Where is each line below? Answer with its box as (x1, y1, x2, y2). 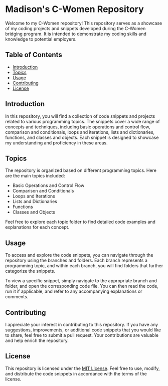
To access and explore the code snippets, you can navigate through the (5, 252, 153, 258)
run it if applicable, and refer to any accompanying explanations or (5, 288, 142, 294)
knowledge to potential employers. (5, 36, 77, 42)
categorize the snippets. (5, 268, 56, 274)
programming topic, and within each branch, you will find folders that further (5, 263, 163, 269)
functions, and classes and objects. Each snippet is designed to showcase (5, 134, 159, 140)
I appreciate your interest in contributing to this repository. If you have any (5, 322, 158, 327)
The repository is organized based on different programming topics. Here (5, 167, 157, 173)
